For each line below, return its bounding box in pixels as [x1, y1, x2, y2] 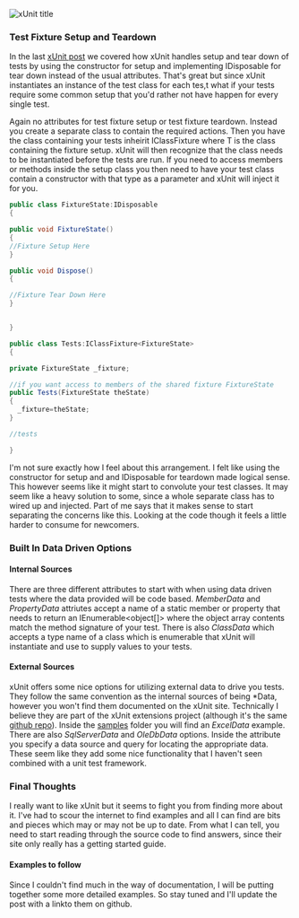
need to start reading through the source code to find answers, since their [9, 829, 282, 840]
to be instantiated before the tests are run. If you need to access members [9, 154, 284, 165]
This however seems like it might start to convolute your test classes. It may [9, 481, 289, 492]
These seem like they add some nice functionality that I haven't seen [9, 748, 262, 758]
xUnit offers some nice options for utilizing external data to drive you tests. [9, 682, 285, 692]
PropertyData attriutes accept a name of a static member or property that [9, 602, 280, 614]
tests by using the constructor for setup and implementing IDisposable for [9, 61, 282, 72]
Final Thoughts [9, 780, 76, 792]
